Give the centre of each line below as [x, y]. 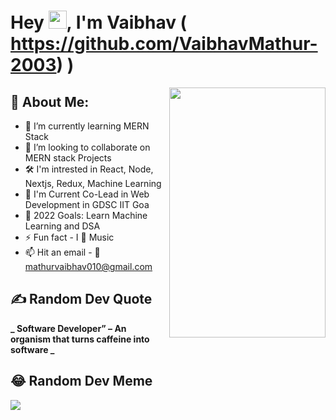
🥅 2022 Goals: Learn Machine [86, 215]
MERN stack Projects [68, 158]
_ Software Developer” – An [68, 328]
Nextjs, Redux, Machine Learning [93, 183]
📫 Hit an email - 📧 [62, 252]
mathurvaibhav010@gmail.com [88, 266]
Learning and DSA [62, 226]
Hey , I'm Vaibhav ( [99, 22]
